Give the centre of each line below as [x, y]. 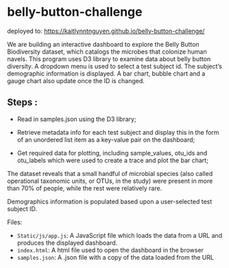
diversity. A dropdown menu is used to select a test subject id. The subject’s [115, 66]
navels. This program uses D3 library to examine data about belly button [109, 58]
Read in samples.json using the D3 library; [76, 119]
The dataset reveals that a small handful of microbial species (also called [110, 173]
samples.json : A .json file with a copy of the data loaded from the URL [116, 257]
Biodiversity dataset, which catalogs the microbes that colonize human [107, 52]
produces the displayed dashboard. [67, 243]
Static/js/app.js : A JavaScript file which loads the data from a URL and [120, 235]
